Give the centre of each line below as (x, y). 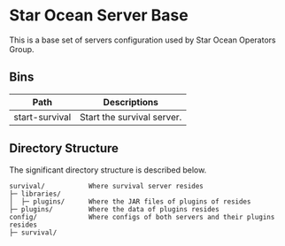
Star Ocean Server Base (99, 15)
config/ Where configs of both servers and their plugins (142, 217)
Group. (22, 49)
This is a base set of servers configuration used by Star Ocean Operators (142, 40)
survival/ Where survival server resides (106, 186)
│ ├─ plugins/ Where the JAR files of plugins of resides (130, 201)
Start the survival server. (131, 117)
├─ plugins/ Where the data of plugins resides (114, 209)
